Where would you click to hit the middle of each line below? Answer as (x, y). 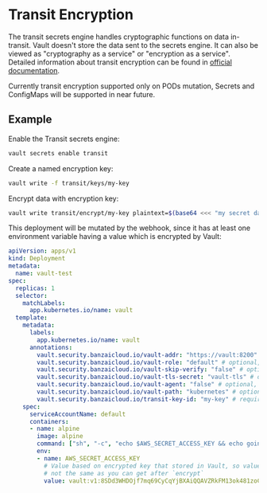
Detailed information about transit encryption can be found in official (120, 62)
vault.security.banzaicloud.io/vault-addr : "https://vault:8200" (147, 355)
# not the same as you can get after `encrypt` (124, 473)
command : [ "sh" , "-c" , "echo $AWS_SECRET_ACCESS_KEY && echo (140, 444)
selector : (31, 295)
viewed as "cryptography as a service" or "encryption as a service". (119, 53)
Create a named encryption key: (61, 168)
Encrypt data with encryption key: (64, 198)
